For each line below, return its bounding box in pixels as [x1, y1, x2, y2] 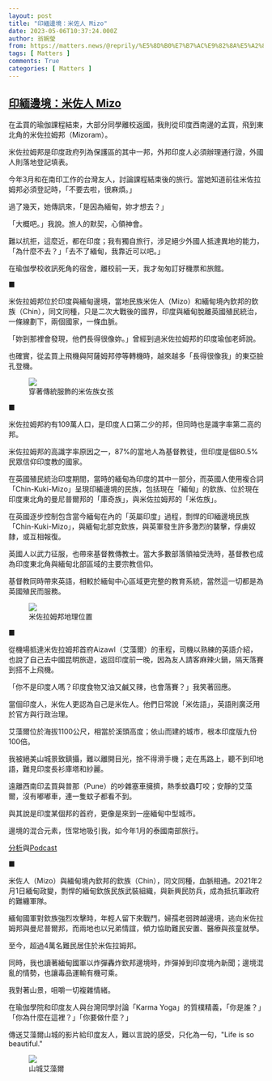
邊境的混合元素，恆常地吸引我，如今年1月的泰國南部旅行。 [8, 825, 203, 835]
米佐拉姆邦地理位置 [28, 611, 93, 621]
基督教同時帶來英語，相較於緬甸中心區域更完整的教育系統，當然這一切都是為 [8, 576, 264, 585]
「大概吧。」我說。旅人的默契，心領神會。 [8, 219, 147, 228]
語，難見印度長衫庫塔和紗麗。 [8, 764, 108, 773]
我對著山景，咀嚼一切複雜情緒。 [8, 985, 115, 994]
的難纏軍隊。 [8, 896, 51, 905]
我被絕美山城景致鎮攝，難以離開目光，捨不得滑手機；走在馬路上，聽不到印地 [8, 754, 264, 764]
